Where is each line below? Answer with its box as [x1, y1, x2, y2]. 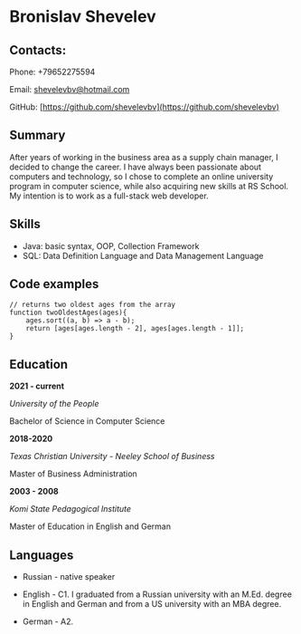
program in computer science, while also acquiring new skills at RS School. [9, 180, 289, 191]
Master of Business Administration [9, 468, 137, 479]
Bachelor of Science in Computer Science [9, 416, 165, 427]
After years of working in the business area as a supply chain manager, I [9, 151, 278, 162]
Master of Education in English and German [9, 521, 172, 532]
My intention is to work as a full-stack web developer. [9, 190, 210, 201]
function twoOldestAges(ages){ [9, 308, 127, 318]
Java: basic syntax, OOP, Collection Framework [22, 240, 200, 251]
